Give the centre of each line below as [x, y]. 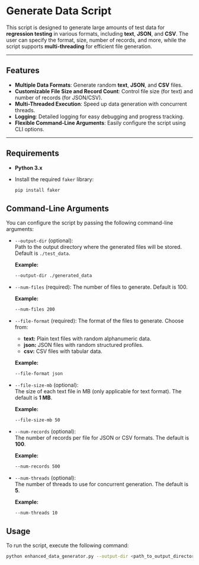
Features [23, 70]
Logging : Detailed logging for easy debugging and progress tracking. [99, 116]
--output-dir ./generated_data [53, 276]
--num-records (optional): [45, 431]
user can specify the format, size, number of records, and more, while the [96, 40]
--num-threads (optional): [45, 478]
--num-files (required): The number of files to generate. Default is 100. [101, 287]
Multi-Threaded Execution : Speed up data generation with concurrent [101, 104]
